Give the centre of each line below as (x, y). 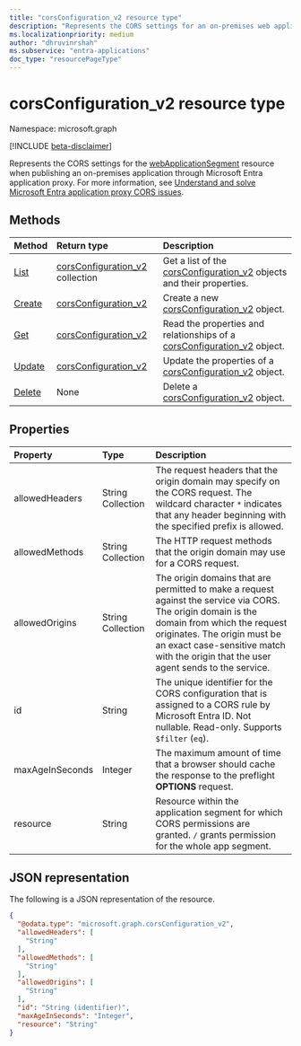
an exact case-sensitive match (221, 645)
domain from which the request (221, 622)
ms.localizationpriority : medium (72, 34)
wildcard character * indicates (219, 504)
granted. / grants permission (215, 834)
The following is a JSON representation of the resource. (112, 900)
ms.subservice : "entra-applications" (80, 51)
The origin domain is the (206, 611)
